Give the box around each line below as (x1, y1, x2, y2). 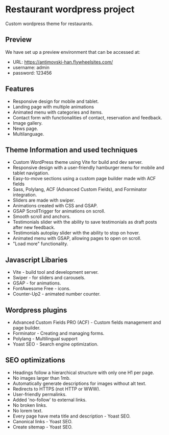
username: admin (12, 64, 50, 70)
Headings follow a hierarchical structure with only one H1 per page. (12, 369, 154, 376)
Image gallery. (12, 120, 43, 126)
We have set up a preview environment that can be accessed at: (5, 49, 140, 55)
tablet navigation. (12, 170, 50, 176)
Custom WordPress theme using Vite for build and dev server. (12, 159, 143, 165)
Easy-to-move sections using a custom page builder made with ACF (12, 176, 156, 182)
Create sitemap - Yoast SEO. (12, 424, 73, 430)
